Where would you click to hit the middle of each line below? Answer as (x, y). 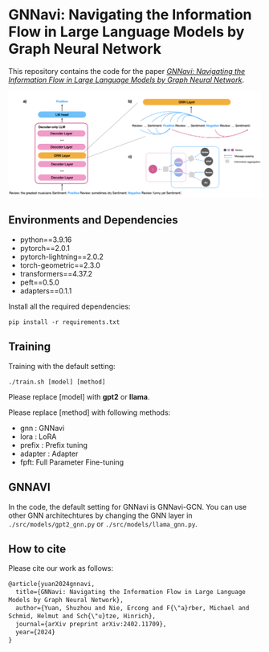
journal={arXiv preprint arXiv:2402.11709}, (91, 625)
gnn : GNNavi (42, 428)
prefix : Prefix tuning (54, 445)
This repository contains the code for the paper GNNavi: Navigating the (127, 71)
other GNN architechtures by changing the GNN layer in (100, 515)
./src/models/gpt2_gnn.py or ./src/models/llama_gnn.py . (103, 523)
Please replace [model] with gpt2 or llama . (79, 396)
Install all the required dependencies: (69, 306)
